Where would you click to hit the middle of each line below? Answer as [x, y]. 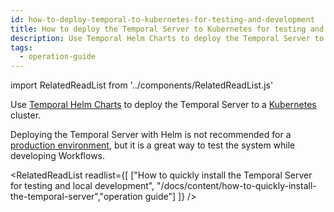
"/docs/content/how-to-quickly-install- [236, 186]
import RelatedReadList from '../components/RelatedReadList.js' [142, 85]
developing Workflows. [58, 156]
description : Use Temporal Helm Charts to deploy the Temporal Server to [167, 38]
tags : [21, 47]
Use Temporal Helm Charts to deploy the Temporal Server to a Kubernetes [163, 105]
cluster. [26, 115]
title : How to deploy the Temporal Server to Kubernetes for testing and [167, 29]
